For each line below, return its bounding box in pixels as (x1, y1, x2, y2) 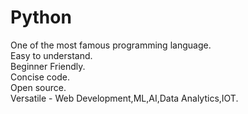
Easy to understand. (10, 49, 93, 61)
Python (10, 6, 72, 29)
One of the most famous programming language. (10, 39, 212, 51)
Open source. (10, 81, 67, 93)
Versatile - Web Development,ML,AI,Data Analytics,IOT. (10, 92, 239, 104)
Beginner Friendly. (10, 60, 86, 72)
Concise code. (10, 71, 70, 83)
